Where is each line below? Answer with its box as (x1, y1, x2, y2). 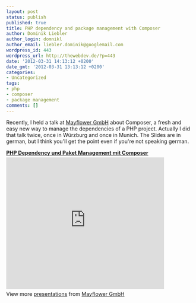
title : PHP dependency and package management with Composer (6, 25, 161, 31)
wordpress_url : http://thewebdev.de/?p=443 (6, 53, 116, 59)
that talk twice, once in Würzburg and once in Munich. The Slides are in (6, 131, 181, 138)
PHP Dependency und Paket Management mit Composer (6, 149, 148, 156)
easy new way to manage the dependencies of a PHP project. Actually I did (6, 125, 191, 132)
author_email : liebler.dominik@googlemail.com (6, 42, 124, 48)
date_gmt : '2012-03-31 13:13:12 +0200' (6, 63, 105, 70)
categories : (6, 69, 36, 75)
